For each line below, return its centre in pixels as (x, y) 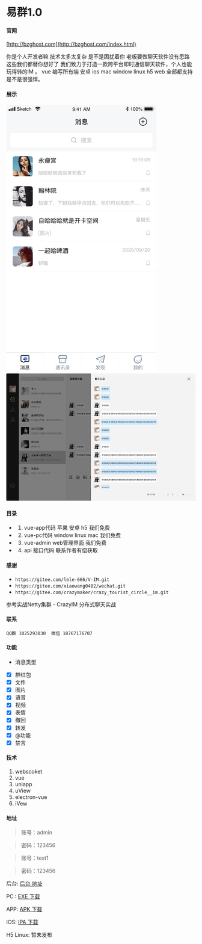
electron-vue (31, 797)
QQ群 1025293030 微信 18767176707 (49, 633)
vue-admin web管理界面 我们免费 (65, 543)
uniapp (23, 784)
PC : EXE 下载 (23, 896)
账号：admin (37, 833)
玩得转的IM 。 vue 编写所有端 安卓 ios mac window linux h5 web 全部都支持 (100, 72)
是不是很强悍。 (25, 79)
